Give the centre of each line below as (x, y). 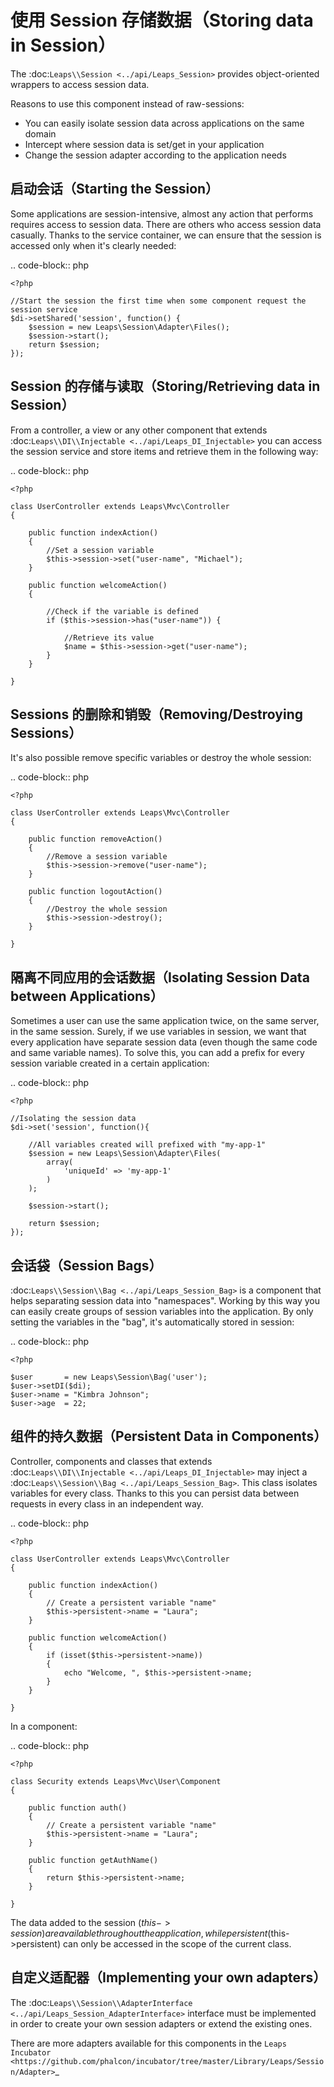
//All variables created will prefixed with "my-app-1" (147, 1145)
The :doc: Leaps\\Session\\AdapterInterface (101, 2002)
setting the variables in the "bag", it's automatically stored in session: (152, 1322)
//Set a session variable (100, 550)
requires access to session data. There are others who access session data (166, 224)
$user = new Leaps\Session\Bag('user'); (109, 1377)
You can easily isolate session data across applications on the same (164, 123)
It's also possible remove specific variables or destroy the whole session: (161, 758)
